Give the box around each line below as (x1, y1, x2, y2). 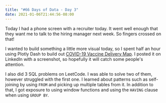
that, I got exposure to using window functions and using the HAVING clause (5, 87, 158, 93)
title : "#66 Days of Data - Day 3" (5, 7, 79, 12)
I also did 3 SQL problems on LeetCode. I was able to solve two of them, (5, 71, 153, 77)
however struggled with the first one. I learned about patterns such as (5, 76, 148, 82)
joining (5, 81, 19, 87)
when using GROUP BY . (5, 92, 50, 98)
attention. (5, 61, 25, 67)
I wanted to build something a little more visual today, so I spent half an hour (5, 46, 161, 51)
